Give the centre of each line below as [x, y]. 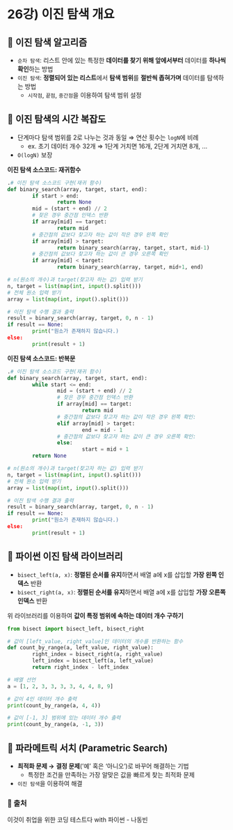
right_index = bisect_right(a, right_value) [98, 654]
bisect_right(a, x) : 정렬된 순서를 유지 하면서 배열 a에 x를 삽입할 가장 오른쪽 [121, 592]
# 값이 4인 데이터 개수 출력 [42, 699]
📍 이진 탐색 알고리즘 [47, 42]
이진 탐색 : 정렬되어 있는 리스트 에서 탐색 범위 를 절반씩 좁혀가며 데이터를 [111, 78]
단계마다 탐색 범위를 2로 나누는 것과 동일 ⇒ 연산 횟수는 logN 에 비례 [108, 137]
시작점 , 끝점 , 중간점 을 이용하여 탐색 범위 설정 [85, 95]
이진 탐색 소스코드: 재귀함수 [44, 169]
